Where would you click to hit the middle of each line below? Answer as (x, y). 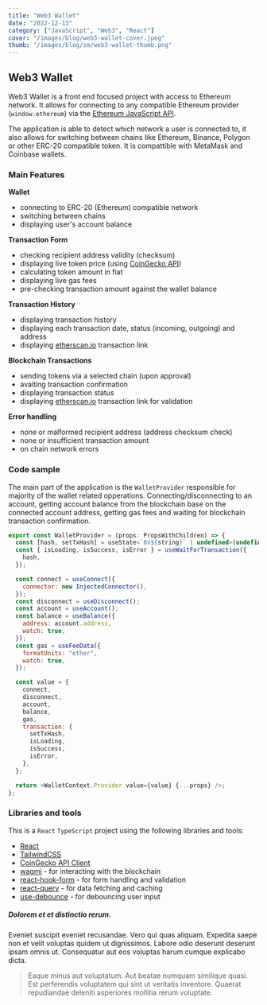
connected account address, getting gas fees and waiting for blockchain (127, 512)
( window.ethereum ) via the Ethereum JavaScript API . (92, 113)
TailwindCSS (41, 854)
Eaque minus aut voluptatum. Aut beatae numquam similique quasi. (138, 976)
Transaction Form (38, 240)
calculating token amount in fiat (71, 272)
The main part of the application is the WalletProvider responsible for (122, 487)
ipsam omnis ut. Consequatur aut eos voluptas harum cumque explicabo (127, 952)
